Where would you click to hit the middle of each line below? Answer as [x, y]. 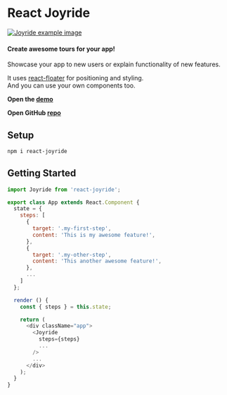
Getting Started [42, 173]
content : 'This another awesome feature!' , [97, 261]
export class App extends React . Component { [73, 202]
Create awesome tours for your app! [61, 49]
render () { [31, 300]
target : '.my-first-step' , [72, 229]
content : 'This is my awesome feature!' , [94, 235]
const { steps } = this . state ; [66, 307]
